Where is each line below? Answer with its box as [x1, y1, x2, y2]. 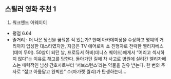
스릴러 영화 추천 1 [5, 5, 56, 14]
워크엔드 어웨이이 [12, 19, 47, 25]
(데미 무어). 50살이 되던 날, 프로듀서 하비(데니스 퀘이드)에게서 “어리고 [12, 49, 151, 55]
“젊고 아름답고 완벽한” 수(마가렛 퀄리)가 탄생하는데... [22, 68, 127, 74]
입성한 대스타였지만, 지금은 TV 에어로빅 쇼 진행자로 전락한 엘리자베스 [26, 43, 164, 49]
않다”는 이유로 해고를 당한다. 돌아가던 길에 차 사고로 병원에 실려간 [17, 56, 148, 62]
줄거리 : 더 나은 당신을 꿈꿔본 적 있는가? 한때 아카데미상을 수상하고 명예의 [12, 36, 159, 42]
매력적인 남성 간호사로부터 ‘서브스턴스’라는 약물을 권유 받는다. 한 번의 [22, 62, 160, 68]
